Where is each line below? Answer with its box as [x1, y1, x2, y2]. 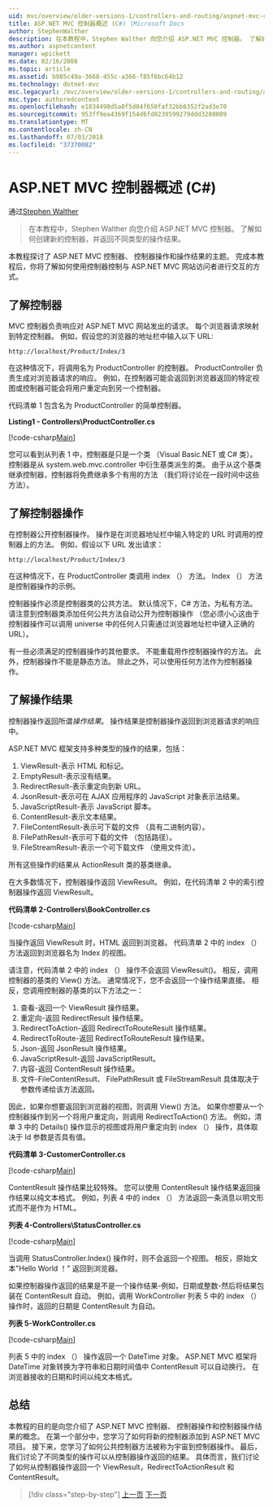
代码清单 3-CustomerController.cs [8, 1149, 126, 1159]
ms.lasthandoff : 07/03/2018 [8, 133, 104, 141]
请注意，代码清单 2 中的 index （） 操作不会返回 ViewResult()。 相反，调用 [8, 964, 258, 974]
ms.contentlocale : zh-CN [8, 125, 93, 134]
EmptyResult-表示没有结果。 [19, 771, 116, 780]
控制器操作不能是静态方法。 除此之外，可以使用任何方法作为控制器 [22, 657, 245, 666]
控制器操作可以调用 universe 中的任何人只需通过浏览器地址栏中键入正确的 [8, 619, 255, 629]
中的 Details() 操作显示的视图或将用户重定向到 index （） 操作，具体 [24, 1122, 252, 1131]
